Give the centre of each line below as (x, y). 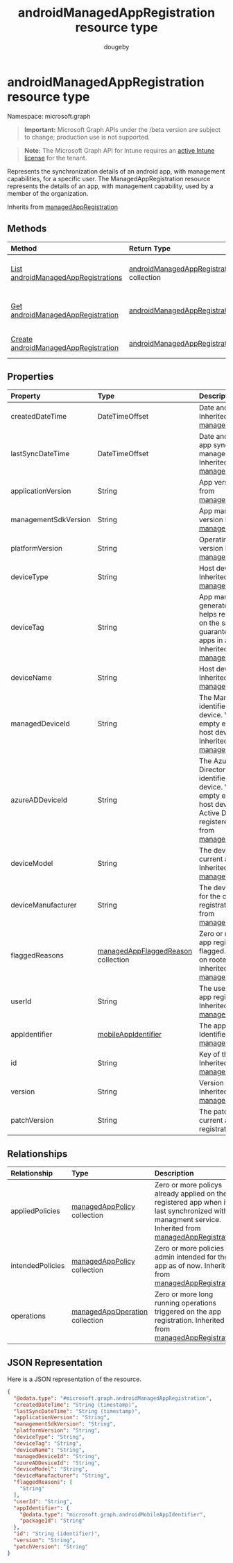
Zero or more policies (189, 1248)
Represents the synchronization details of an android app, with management (116, 171)
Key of (209, 1055)
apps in (211, 640)
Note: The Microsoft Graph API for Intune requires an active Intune (119, 150)
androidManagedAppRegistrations (67, 277)
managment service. (188, 1220)
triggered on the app (188, 1312)
